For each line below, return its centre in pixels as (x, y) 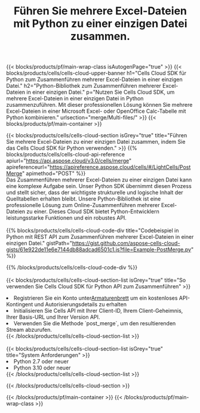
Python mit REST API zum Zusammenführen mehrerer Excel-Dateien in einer (100, 237)
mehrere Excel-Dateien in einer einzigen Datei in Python (75, 98)
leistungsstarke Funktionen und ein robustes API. (67, 218)
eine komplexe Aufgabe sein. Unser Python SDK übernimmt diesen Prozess (99, 186)
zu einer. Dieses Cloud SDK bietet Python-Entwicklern (93, 212)
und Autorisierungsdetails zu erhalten (81, 304)
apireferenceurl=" (28, 167)
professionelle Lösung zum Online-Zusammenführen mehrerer (83, 205)
